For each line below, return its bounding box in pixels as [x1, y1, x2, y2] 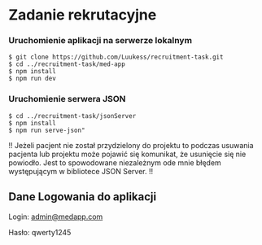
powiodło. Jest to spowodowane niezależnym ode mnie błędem [8, 157, 221, 168]
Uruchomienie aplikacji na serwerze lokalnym [8, 35, 193, 46]
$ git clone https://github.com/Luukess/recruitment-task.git [8, 53, 224, 62]
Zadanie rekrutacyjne [8, 6, 157, 24]
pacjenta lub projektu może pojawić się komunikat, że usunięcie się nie [8, 149, 247, 159]
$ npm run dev [8, 75, 57, 83]
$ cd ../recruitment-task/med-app [8, 60, 126, 68]
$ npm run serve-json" [8, 126, 85, 134]
